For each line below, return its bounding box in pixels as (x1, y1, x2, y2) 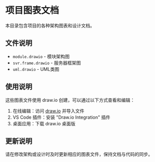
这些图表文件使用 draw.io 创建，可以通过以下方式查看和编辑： (5, 97, 135, 103)
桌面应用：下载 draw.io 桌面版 (12, 120, 75, 126)
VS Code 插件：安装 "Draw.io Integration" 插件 (12, 114, 111, 120)
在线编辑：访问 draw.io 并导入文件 (12, 107, 85, 114)
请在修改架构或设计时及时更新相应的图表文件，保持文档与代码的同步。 (5, 151, 153, 157)
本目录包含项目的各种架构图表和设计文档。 (5, 22, 95, 29)
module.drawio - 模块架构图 (12, 53, 70, 59)
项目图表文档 (5, 5, 60, 16)
